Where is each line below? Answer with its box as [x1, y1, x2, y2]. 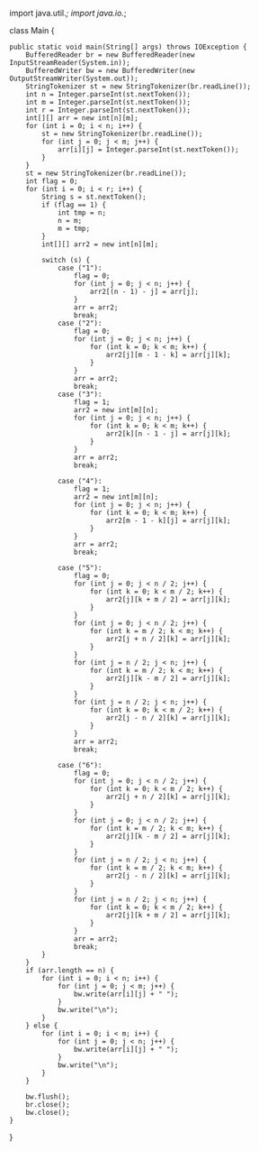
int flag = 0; [25, 177, 78, 186]
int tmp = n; [57, 208, 106, 217]
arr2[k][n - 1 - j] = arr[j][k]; [105, 429, 231, 438]
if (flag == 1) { [41, 200, 106, 209]
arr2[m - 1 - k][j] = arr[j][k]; [105, 516, 231, 525]
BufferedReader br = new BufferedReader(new [25, 51, 195, 60]
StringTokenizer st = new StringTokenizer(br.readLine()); [25, 82, 252, 91]
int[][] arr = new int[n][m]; [25, 114, 139, 123]
